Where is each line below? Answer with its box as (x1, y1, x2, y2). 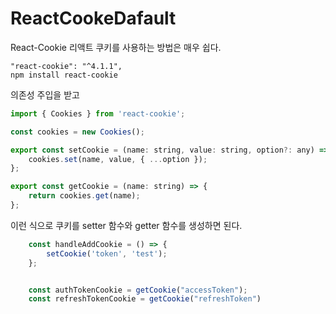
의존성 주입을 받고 (10, 88, 80, 101)
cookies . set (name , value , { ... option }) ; (28, 154, 208, 164)
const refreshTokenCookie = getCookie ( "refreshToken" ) (28, 294, 262, 304)
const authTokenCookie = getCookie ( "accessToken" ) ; (28, 285, 248, 295)
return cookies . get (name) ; (28, 191, 141, 201)
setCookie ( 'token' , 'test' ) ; (46, 248, 168, 259)
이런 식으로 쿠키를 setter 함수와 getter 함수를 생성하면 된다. (10, 219, 243, 231)
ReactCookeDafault (10, 7, 177, 30)
